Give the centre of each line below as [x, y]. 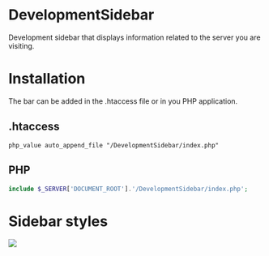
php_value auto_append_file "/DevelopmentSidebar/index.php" [114, 145]
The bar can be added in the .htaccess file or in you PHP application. [123, 101]
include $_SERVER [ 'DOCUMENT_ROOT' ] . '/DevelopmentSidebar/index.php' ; [128, 189]
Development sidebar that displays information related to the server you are [134, 37]
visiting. [21, 45]
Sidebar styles [58, 221]
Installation [47, 79]
